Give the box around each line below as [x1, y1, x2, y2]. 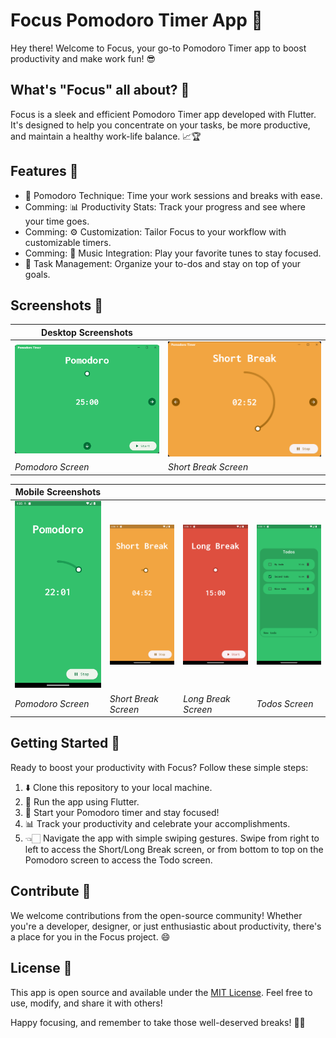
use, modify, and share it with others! [10, 997, 163, 1009]
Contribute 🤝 [10, 883, 92, 900]
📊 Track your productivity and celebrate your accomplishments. [24, 817, 291, 829]
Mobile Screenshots [14, 486, 102, 498]
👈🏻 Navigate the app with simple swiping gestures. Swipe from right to [24, 832, 320, 844]
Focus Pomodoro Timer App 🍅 [10, 9, 263, 32]
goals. [24, 268, 51, 280]
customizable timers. [24, 236, 112, 248]
